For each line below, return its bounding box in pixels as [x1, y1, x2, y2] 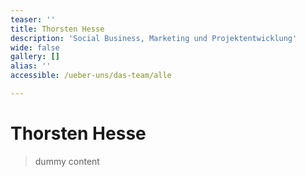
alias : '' [10, 61, 52, 71]
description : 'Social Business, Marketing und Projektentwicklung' [10, 33, 298, 43]
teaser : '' [10, 14, 56, 25]
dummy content [34, 155, 100, 167]
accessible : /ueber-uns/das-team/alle [10, 71, 172, 81]
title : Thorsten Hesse [10, 24, 105, 34]
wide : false [10, 42, 60, 53]
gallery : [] [10, 52, 60, 62]
